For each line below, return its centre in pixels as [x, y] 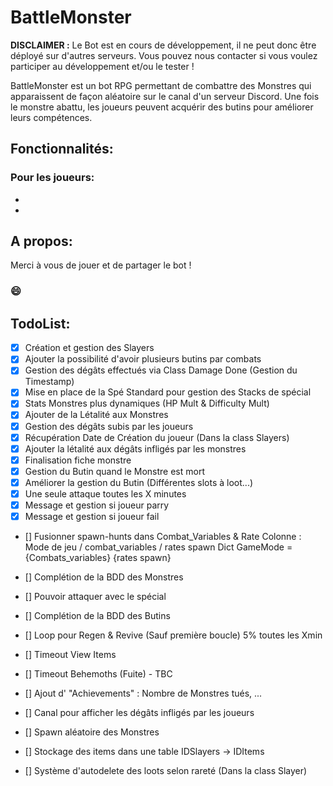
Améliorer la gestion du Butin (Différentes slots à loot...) [139, 482]
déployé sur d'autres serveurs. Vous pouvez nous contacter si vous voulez [164, 55]
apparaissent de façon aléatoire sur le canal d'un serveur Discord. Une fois [165, 96]
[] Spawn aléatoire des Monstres [92, 732]
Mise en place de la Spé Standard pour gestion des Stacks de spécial [168, 392]
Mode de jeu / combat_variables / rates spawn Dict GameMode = [158, 547]
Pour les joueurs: [52, 178]
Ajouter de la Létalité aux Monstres [96, 415]
